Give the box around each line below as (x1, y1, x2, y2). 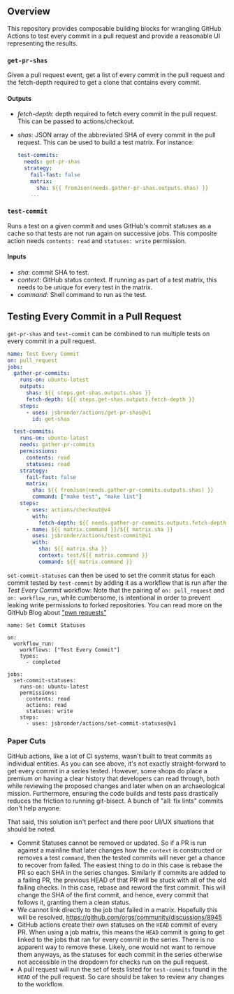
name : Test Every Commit (7, 350, 80, 357)
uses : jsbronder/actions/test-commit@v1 (32, 532, 152, 539)
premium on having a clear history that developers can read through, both (7, 774, 220, 783)
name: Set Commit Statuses (7, 621, 86, 629)
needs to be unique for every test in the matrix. (17, 283, 153, 291)
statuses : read (25, 460, 71, 468)
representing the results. (7, 39, 78, 48)
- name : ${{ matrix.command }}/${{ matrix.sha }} (25, 525, 173, 533)
